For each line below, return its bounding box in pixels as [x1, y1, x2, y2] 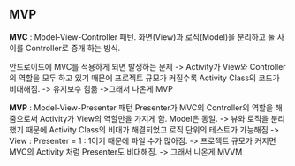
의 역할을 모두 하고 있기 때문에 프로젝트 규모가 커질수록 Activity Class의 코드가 [9, 72, 280, 83]
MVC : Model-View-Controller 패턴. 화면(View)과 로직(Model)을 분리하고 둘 [9, 31, 276, 42]
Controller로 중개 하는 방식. [25, 42, 121, 53]
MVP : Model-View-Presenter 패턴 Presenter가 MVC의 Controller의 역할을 [9, 102, 274, 113]
